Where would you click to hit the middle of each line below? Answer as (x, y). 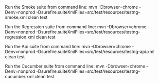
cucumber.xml (19, 76)
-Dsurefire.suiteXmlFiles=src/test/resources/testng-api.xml (95, 51)
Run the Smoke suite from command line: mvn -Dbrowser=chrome (71, 7)
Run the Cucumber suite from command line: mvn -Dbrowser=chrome (75, 66)
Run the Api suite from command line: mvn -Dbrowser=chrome (68, 46)
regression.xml (20, 37)
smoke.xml (16, 17)
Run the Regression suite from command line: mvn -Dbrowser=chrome (76, 27)
